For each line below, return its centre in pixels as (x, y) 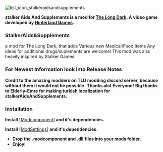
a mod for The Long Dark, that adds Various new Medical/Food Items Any (80, 46)
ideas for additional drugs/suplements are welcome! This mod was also (78, 51)
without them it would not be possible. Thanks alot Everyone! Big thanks (81, 85)
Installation (19, 109)
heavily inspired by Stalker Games (40, 56)
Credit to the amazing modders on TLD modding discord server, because (81, 80)
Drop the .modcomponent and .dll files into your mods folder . (77, 139)
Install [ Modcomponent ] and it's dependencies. (55, 119)
